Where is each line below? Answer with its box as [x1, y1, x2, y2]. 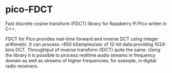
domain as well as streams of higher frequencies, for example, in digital [5, 57, 157, 63]
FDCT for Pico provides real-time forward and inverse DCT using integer [5, 36, 159, 42]
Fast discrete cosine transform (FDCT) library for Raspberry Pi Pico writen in [5, 20, 167, 27]
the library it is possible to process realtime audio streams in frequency [5, 52, 156, 58]
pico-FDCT [5, 4, 53, 15]
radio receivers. [5, 63, 39, 69]
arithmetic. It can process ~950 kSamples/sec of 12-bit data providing [5, 41, 154, 47]
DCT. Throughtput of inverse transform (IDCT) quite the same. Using [15, 46, 161, 53]
